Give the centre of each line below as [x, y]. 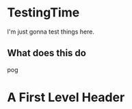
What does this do [47, 53]
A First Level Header [66, 97]
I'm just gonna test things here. [51, 32]
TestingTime [43, 13]
